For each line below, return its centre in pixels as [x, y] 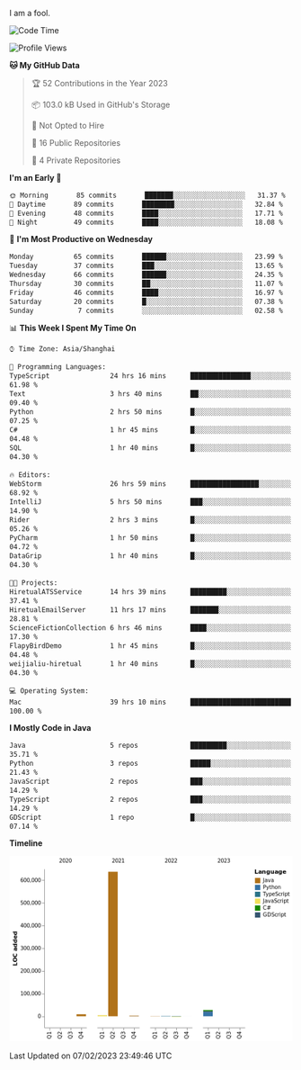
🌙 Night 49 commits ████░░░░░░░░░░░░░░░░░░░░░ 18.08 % [146, 222]
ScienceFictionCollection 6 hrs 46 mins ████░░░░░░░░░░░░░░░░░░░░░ [150, 628]
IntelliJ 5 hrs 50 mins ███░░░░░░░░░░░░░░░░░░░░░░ [150, 502]
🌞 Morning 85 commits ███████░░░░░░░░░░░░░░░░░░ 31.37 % [147, 195]
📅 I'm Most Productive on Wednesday [81, 239]
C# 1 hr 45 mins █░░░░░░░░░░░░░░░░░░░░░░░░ [150, 430]
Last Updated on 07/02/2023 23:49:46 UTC [91, 1056]
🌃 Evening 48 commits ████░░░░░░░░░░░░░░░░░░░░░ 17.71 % [146, 213]
